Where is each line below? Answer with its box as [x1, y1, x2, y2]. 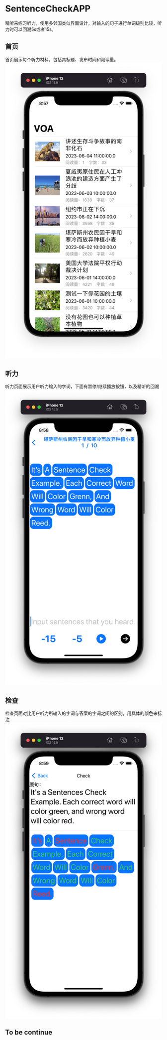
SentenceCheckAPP [5, 3, 91, 14]
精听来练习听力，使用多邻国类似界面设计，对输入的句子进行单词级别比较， [5, 20, 158, 26]
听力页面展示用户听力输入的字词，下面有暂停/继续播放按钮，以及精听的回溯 [5, 384, 160, 389]
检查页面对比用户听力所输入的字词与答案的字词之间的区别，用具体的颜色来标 [5, 710, 162, 716]
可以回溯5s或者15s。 [13, 26, 56, 32]
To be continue [5, 1028, 53, 1037]
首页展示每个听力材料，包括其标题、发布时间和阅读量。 [5, 56, 118, 62]
